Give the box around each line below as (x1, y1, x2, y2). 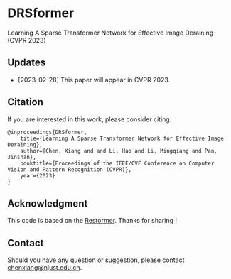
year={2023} (20, 172, 55, 179)
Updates (7, 57, 46, 69)
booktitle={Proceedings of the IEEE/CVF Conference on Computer (20, 160, 215, 167)
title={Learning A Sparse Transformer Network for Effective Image (20, 135, 224, 142)
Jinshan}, (7, 153, 37, 160)
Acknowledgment (7, 197, 88, 209)
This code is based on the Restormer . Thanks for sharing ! (7, 217, 178, 225)
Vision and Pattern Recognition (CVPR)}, (7, 165, 132, 173)
